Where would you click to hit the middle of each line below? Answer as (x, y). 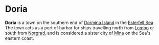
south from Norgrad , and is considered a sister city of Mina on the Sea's (78, 33)
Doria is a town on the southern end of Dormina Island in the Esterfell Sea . (80, 22)
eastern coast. (20, 38)
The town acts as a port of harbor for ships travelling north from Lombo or (80, 27)
